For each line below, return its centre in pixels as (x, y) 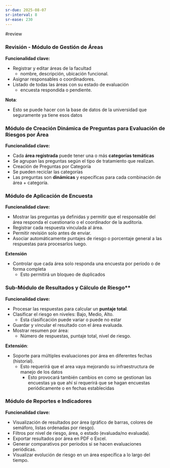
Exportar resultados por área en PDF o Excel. (60, 438)
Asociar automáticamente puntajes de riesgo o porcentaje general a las (87, 239)
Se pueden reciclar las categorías (48, 172)
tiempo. (21, 460)
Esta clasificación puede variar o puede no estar (71, 320)
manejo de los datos (41, 372)
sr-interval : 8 (21, 15)
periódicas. (24, 449)
